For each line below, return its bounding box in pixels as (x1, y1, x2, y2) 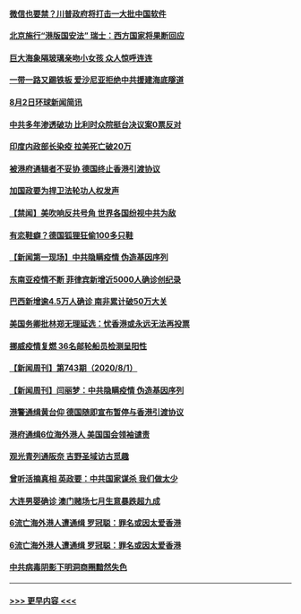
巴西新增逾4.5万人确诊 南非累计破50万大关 (9, 296, 168, 307)
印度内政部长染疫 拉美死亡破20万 (9, 141, 132, 152)
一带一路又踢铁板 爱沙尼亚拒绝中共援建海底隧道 (9, 74, 185, 85)
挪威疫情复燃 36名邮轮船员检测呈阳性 (9, 340, 148, 351)
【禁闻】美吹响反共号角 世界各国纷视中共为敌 (9, 207, 176, 218)
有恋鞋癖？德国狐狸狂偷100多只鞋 (9, 229, 133, 241)
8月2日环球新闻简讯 (9, 97, 82, 107)
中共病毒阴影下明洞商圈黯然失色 (9, 562, 127, 573)
